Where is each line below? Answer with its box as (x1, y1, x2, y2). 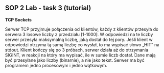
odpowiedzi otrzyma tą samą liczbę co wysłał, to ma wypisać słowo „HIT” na (5, 41, 160, 48)
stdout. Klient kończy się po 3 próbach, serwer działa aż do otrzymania (5, 47, 148, 53)
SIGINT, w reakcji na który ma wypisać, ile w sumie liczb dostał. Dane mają (5, 52, 156, 58)
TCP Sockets (5, 17, 32, 22)
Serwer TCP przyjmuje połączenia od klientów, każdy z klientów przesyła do (5, 26, 159, 32)
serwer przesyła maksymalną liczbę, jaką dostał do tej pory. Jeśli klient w (5, 36, 153, 42)
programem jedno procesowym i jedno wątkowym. (5, 62, 108, 68)
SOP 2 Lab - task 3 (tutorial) (5, 4, 92, 12)
